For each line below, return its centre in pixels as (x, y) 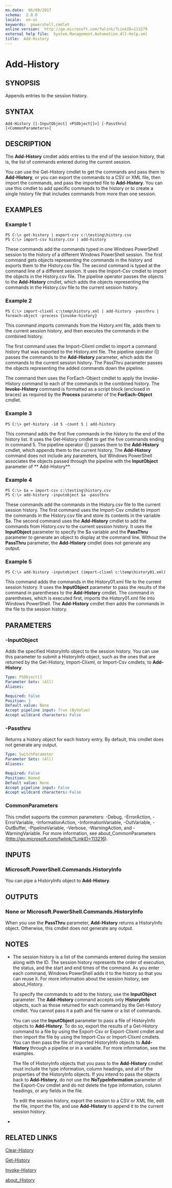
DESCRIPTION (28, 144)
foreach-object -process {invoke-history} (51, 316)
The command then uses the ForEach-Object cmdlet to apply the (74, 378)
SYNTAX (20, 112)
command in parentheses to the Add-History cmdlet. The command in (80, 593)
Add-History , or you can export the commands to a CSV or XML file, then (83, 177)
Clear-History (20, 1150)
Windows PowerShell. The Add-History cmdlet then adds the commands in (85, 604)
